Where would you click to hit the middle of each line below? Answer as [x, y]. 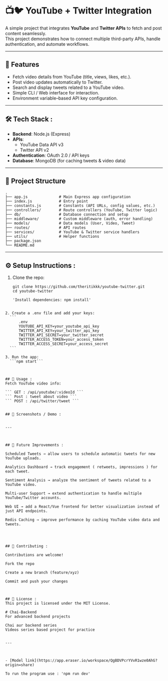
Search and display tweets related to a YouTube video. [68, 87]
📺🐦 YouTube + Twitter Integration [78, 11]
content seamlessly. [26, 33]
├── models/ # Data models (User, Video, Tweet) [70, 223]
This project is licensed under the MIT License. [58, 604]
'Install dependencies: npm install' [52, 300]
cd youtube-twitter [33, 291]
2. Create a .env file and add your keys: [50, 313]
